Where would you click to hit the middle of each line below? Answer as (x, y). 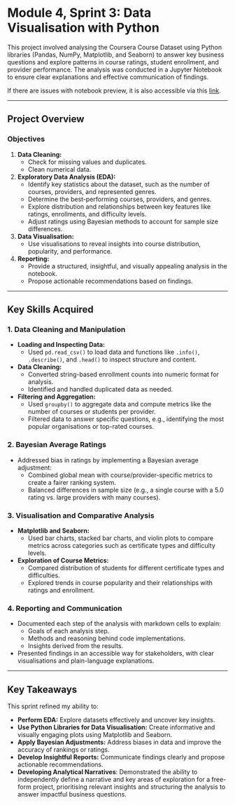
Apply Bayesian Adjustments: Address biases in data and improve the (119, 742)
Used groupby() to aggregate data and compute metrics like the (120, 404)
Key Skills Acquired (51, 310)
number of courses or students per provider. (92, 412)
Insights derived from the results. (76, 646)
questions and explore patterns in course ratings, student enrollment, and (113, 62)
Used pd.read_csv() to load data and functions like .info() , (114, 352)
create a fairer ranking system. (72, 482)
